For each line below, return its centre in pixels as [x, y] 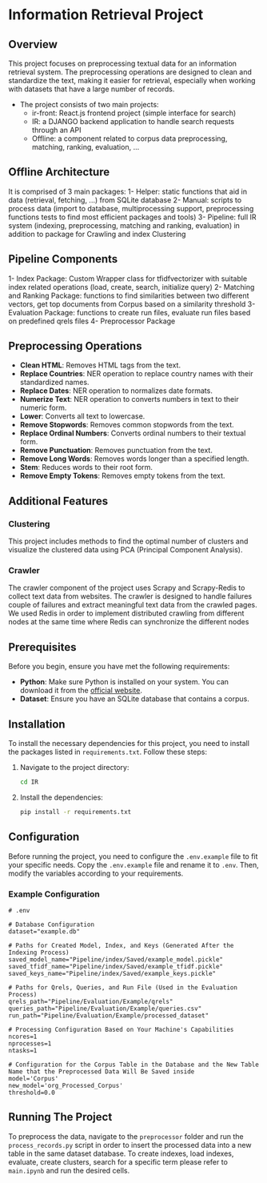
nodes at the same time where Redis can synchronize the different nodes [129, 622]
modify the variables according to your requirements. [96, 873]
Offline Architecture [59, 172]
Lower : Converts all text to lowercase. [82, 416]
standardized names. [54, 383]
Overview [33, 44]
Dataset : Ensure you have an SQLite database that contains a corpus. [134, 699]
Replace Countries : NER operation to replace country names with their [136, 374]
